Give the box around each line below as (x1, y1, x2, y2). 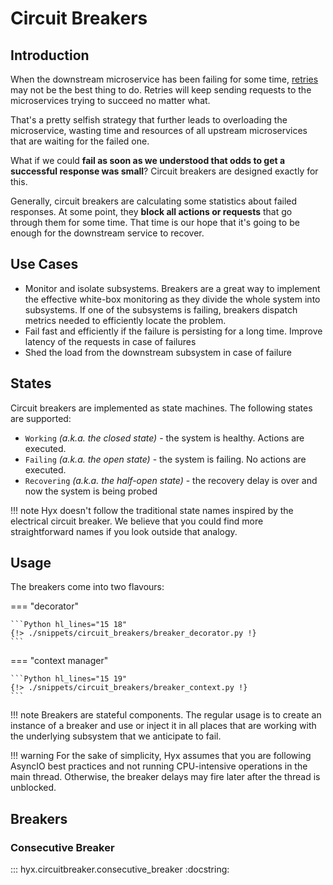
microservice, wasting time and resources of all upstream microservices (10, 125, 308, 136)
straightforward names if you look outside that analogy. (10, 525, 238, 537)
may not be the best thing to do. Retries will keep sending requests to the (10, 84, 312, 96)
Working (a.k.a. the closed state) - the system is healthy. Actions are (24, 432, 305, 444)
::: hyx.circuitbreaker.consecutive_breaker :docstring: (10, 863, 230, 876)
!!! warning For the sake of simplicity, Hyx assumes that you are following (10, 750, 312, 762)
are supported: (10, 412, 72, 424)
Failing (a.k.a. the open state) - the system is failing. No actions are (24, 453, 307, 465)
